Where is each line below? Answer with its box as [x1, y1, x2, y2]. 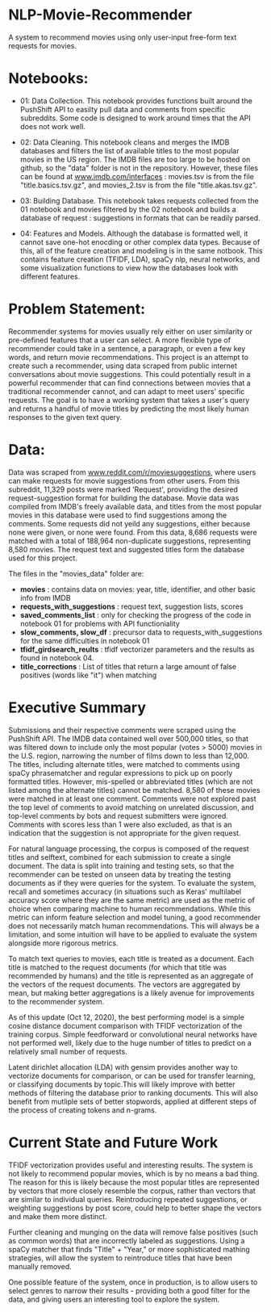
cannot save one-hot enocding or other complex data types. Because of [19, 237, 261, 247]
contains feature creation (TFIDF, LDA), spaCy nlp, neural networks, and [19, 254, 261, 264]
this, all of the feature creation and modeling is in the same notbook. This [19, 245, 264, 255]
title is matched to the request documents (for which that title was [8, 962, 227, 972]
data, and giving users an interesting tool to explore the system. [8, 1294, 220, 1304]
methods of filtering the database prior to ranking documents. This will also [8, 1088, 258, 1097]
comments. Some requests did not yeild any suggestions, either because [8, 518, 251, 528]
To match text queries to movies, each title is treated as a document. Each [8, 954, 255, 963]
